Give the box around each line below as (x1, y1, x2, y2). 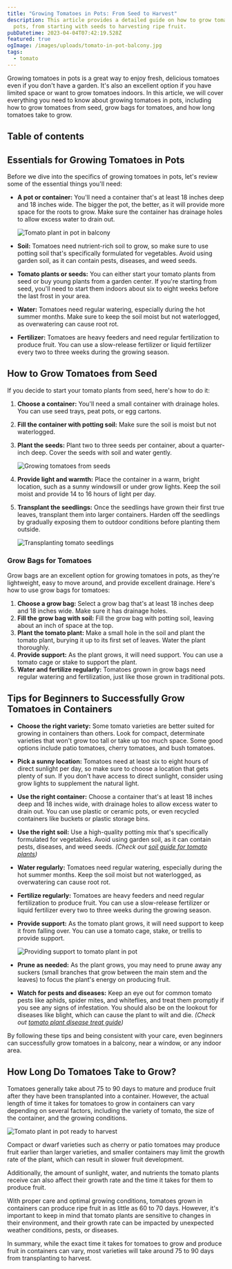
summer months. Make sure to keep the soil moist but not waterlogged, (17, 312, 221, 321)
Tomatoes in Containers (7, 703, 113, 715)
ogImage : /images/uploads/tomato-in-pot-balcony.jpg (7, 42, 162, 49)
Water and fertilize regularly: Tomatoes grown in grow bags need (17, 665, 206, 673)
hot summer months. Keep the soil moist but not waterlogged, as (17, 870, 202, 878)
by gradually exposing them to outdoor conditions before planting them (17, 518, 220, 526)
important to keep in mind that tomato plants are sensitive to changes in (7, 1211, 211, 1219)
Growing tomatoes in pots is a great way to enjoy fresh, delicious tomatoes (7, 74, 220, 82)
